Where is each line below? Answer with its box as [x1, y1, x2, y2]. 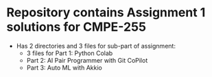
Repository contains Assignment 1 [6, 5, 206, 20]
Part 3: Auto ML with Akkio [26, 63, 102, 72]
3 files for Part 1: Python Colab [26, 49, 113, 57]
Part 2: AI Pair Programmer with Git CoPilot [26, 56, 148, 64]
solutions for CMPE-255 [6, 19, 147, 35]
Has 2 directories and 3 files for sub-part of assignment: [16, 42, 176, 50]
